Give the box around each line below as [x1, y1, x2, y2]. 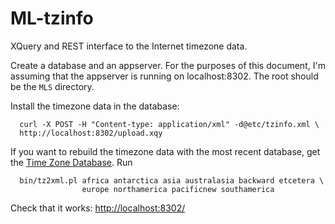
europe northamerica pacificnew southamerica [81, 184, 275, 194]
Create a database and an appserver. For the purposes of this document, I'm [10, 59, 326, 71]
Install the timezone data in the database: [10, 100, 180, 112]
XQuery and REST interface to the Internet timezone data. [10, 40, 248, 52]
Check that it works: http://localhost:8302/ [10, 202, 186, 214]
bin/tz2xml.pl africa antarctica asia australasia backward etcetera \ [19, 175, 325, 186]
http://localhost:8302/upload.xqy [19, 128, 163, 138]
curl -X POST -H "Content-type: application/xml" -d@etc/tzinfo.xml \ [19, 119, 320, 129]
